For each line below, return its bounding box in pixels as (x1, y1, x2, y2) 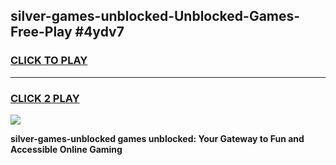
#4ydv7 (74, 24, 125, 41)
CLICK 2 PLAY (10, 91, 80, 105)
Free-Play (10, 24, 73, 41)
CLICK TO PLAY (10, 54, 88, 68)
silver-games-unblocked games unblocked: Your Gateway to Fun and (10, 132, 305, 144)
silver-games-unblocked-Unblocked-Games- (10, 8, 301, 25)
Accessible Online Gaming (10, 143, 123, 155)
